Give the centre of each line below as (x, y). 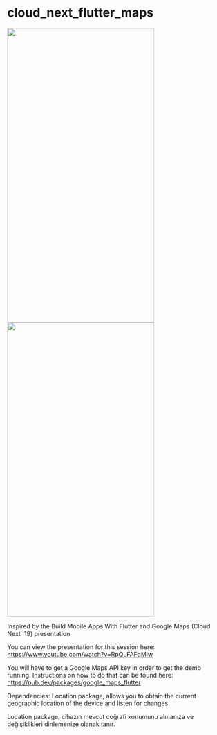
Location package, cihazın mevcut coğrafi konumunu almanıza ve (101, 716)
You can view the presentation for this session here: (81, 647)
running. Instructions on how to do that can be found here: (90, 675)
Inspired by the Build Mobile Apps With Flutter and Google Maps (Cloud (109, 626)
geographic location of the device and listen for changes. (89, 703)
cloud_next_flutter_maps (81, 13)
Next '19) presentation (39, 633)
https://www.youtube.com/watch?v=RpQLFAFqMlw (80, 654)
